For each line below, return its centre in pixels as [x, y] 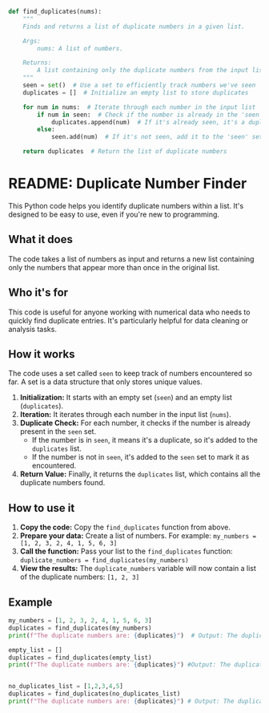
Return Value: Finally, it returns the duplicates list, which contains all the [140, 474]
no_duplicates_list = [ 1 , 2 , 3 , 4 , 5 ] [66, 687]
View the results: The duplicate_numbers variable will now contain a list [138, 569]
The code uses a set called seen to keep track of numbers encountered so [130, 374]
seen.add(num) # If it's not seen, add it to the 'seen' [150, 137]
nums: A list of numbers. [80, 48]
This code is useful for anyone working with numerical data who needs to [129, 312]
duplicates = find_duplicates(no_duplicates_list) [94, 694]
